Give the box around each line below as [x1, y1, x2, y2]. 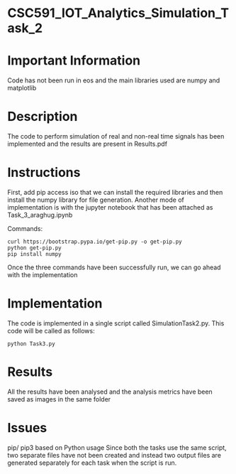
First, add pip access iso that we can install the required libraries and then [7, 188, 223, 196]
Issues [7, 420, 47, 436]
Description [7, 109, 78, 125]
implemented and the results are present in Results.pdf [7, 140, 168, 149]
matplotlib [7, 84, 37, 92]
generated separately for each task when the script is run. [7, 458, 177, 467]
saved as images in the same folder [7, 394, 111, 403]
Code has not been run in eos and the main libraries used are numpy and [7, 76, 220, 85]
